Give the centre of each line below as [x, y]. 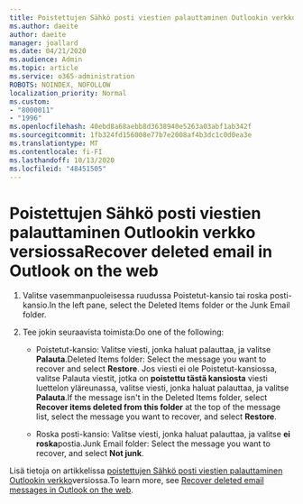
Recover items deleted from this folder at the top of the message [158, 408]
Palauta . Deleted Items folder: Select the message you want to [151, 359]
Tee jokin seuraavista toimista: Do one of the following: [123, 332]
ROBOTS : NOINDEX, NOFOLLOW [60, 85]
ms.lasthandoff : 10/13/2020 [62, 160]
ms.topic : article [44, 69]
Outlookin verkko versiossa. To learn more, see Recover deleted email [137, 481]
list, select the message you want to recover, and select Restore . [156, 417]
